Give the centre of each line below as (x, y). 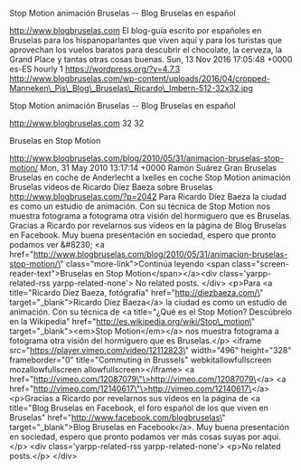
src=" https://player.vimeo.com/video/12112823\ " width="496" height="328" (150, 350)
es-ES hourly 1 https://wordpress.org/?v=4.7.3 (95, 69)
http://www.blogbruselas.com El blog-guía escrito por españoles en (136, 30)
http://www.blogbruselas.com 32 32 (77, 123)
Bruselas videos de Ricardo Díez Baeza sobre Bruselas (111, 187)
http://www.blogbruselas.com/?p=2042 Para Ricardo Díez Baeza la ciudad (148, 197)
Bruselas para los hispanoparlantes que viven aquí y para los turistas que (146, 40)
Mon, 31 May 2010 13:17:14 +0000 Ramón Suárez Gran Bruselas (159, 168)
